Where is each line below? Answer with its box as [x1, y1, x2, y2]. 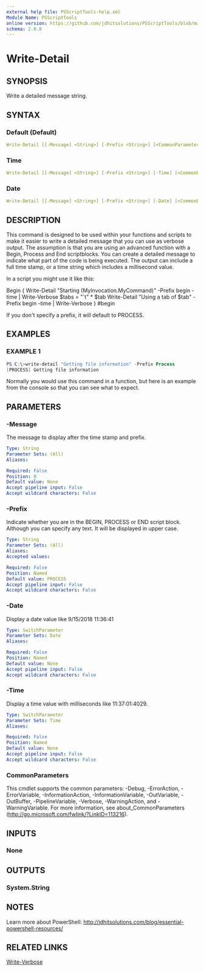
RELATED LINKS [6, 942, 68, 952]
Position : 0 [6, 473, 36, 480]
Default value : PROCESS [6, 576, 67, 582]
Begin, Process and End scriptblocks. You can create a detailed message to [6, 250, 195, 257]
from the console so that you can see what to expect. [6, 384, 140, 392]
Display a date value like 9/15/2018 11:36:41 [6, 615, 114, 622]
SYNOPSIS [6, 76, 48, 86]
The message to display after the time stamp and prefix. [6, 434, 146, 441]
